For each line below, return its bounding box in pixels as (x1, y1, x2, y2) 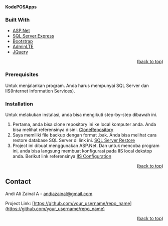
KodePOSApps (5, 4, 37, 9)
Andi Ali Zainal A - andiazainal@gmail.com (5, 190, 93, 196)
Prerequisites (5, 71, 39, 78)
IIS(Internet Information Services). (5, 87, 75, 93)
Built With (5, 16, 30, 23)
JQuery (12, 49, 29, 55)
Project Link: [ (5, 200, 34, 206)
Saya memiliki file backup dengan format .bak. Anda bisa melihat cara (12, 131, 157, 138)
